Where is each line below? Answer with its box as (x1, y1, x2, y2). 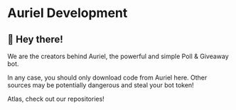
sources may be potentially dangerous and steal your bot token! (7, 81, 194, 89)
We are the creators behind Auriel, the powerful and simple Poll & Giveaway (7, 52, 229, 60)
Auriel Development (7, 5, 128, 21)
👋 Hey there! (7, 33, 64, 45)
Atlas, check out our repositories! (7, 94, 104, 103)
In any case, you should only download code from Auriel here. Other (7, 73, 208, 82)
